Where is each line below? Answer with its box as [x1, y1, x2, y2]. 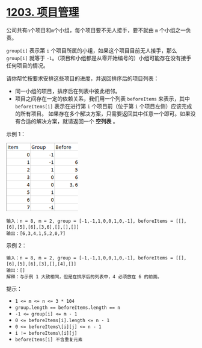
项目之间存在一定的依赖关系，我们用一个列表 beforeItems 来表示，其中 [14, 95, 191, 102]
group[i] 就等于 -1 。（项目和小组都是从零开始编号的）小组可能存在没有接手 [6, 54, 192, 61]
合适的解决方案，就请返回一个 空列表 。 [20, 117, 118, 125]
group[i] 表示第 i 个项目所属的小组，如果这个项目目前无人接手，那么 [6, 46, 177, 54]
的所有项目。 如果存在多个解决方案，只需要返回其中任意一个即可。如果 [14, 110, 191, 117]
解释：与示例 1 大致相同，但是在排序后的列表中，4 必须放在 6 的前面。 [6, 273, 162, 280]
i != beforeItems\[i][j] [14, 330, 78, 336]
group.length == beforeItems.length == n [14, 305, 120, 311]
